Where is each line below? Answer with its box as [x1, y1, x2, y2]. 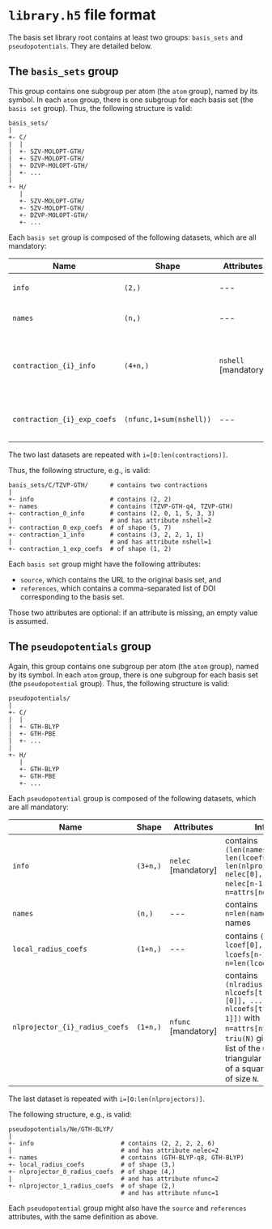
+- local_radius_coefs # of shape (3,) [8, 1160, 176, 1168]
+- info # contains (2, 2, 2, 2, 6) [8, 1139, 216, 1147]
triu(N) [225, 1034, 255, 1043]
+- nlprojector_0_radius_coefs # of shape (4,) [8, 1167, 176, 1176]
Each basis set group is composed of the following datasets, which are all [8, 233, 257, 242]
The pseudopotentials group [8, 640, 151, 654]
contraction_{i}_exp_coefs [12, 415, 117, 424]
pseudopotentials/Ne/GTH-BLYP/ [8, 1124, 114, 1133]
